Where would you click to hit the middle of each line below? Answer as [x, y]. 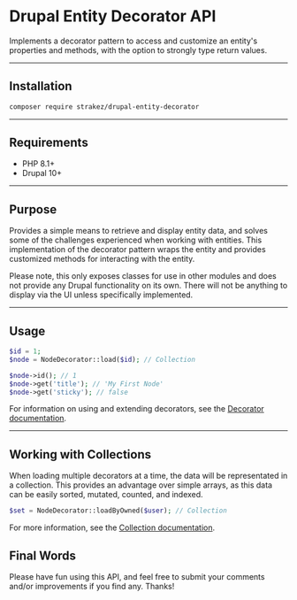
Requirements [49, 143]
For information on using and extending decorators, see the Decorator [137, 409]
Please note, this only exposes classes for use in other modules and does [143, 276]
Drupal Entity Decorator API [113, 16]
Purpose [33, 209]
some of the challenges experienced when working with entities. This [136, 240]
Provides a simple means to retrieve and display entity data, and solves [138, 231]
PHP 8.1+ [38, 164]
